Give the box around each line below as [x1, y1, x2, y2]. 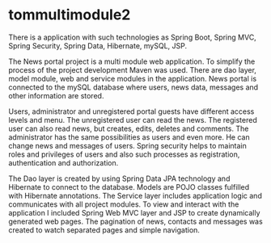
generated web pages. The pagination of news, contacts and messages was [8, 216, 263, 226]
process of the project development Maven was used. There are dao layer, [8, 65, 257, 74]
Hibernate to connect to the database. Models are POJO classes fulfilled [8, 182, 250, 191]
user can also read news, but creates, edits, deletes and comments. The [8, 124, 249, 133]
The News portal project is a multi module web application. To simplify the [8, 57, 256, 66]
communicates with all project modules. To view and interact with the [8, 199, 239, 209]
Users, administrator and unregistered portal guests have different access [8, 107, 255, 116]
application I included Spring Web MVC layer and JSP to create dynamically [8, 207, 260, 217]
